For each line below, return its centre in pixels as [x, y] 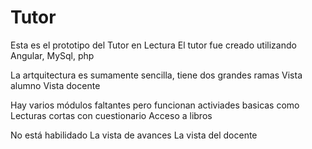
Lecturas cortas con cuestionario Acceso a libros [111, 115]
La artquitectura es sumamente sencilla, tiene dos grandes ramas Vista [156, 75]
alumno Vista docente [55, 85]
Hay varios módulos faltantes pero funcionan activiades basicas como [155, 105]
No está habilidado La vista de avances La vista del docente [134, 135]
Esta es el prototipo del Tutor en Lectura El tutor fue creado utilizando [153, 45]
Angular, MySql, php [52, 55]
